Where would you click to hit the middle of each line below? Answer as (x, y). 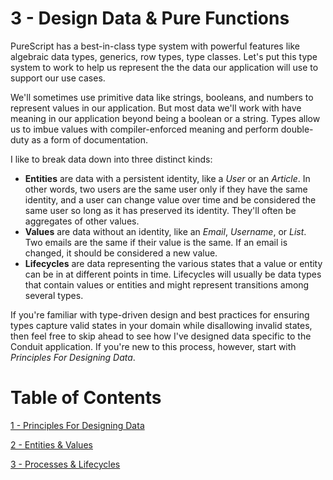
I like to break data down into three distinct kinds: (111, 159)
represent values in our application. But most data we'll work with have (156, 108)
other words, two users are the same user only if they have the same (166, 189)
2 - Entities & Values (51, 444)
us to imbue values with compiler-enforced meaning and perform (144, 129)
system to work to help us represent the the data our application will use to (164, 67)
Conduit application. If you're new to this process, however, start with (153, 346)
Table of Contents (86, 398)
